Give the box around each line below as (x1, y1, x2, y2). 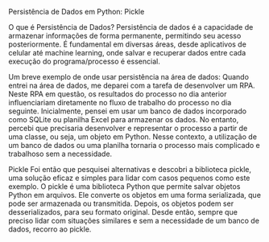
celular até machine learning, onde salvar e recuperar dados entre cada (8, 48, 246, 57)
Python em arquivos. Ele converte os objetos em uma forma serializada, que (8, 191, 262, 199)
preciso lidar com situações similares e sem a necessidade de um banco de (8, 216, 260, 225)
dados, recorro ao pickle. (8, 224, 92, 234)
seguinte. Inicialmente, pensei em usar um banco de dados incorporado (8, 106, 247, 116)
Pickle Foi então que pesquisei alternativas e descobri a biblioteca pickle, (8, 165, 252, 174)
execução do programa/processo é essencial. (8, 56, 161, 66)
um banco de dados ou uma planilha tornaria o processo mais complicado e (8, 141, 260, 150)
